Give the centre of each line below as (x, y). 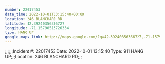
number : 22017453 (23, 10)
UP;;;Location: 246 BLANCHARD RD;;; (43, 56)
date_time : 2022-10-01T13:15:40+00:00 (45, 14)
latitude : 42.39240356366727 (35, 23)
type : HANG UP (20, 32)
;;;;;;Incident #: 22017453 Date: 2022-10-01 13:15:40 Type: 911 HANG (74, 51)
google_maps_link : (24, 37)
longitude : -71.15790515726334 (37, 28)
